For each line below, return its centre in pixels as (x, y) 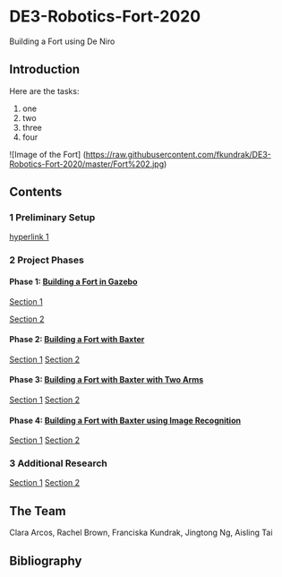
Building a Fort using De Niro (62, 41)
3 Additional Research (58, 463)
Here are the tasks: (44, 90)
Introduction (45, 69)
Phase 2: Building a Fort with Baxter (77, 340)
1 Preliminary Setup (52, 218)
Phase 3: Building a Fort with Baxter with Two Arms (107, 380)
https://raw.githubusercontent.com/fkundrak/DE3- (178, 154)
